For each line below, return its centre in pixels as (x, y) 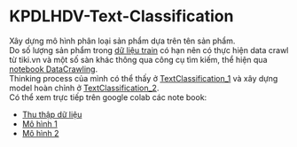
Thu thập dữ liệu (52, 114)
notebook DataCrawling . (54, 69)
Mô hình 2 (40, 133)
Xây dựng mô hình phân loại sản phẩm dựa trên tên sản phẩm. (122, 41)
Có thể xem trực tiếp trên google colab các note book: (108, 97)
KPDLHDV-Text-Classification (121, 16)
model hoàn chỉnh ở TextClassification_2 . (84, 88)
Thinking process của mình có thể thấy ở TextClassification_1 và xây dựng (144, 78)
